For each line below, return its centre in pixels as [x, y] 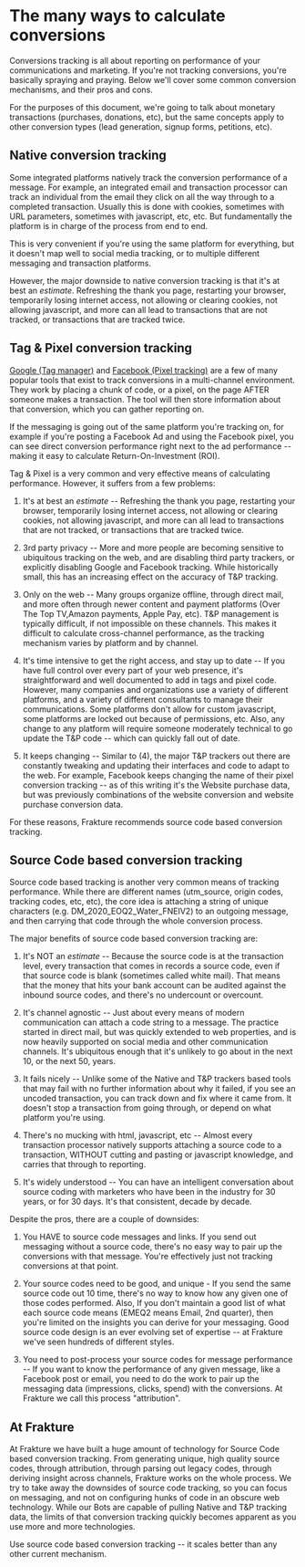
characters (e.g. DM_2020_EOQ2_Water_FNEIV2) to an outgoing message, [149, 911]
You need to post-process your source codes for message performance [158, 1360]
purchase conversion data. [73, 804]
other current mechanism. [58, 1554]
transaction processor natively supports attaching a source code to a [152, 1145]
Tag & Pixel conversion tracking [101, 348]
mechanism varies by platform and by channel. [110, 642]
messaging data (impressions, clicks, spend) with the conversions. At [152, 1389]
